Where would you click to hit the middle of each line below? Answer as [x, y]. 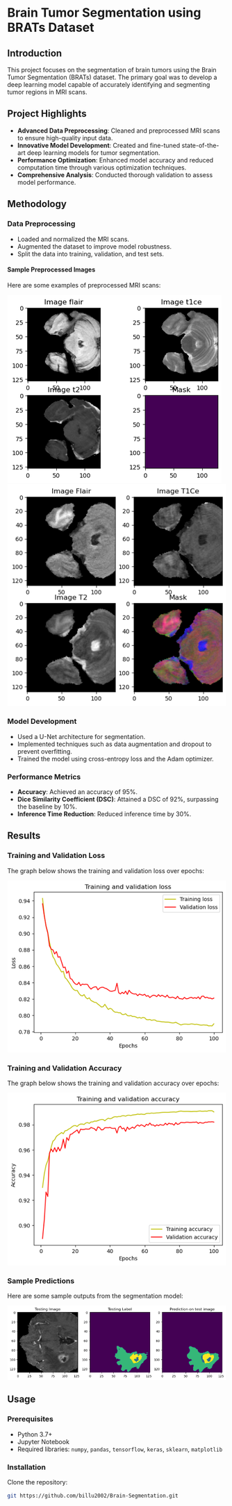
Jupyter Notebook [43, 1441]
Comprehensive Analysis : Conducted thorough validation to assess [115, 174]
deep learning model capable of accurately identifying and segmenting [109, 84]
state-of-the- [200, 145]
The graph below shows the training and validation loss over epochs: [106, 870]
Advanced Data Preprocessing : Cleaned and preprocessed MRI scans [118, 131]
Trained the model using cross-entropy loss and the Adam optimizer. [115, 759]
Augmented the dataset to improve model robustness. [94, 246]
